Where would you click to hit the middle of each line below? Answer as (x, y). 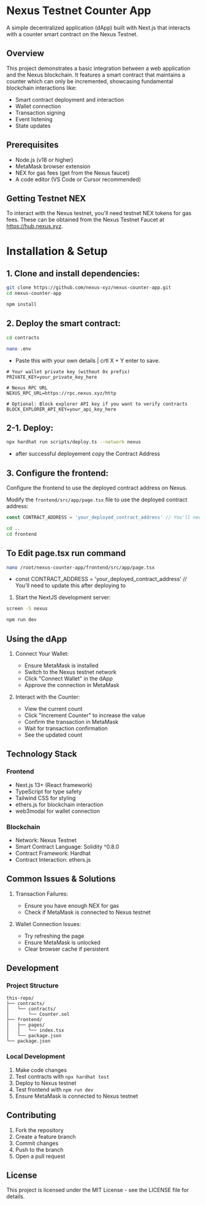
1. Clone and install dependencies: (73, 273)
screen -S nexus (27, 609)
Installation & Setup (57, 251)
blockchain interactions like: (42, 88)
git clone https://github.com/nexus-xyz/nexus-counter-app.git (89, 288)
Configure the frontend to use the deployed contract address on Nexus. (97, 488)
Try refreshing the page (54, 936)
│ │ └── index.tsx (35, 1030)
